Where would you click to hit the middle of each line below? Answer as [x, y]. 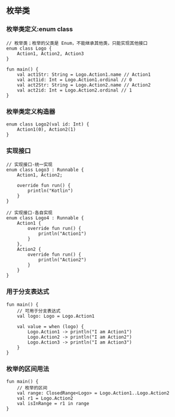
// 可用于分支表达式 [39, 311]
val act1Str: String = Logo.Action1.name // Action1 [84, 74]
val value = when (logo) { [50, 326]
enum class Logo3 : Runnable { [45, 170]
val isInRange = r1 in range [53, 403]
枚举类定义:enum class [40, 29]
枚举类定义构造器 [31, 111]
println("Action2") [62, 260]
